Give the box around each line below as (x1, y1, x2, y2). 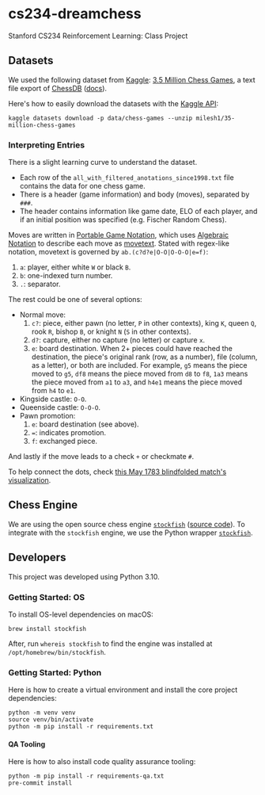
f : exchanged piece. (31, 437, 97, 446)
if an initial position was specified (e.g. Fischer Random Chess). (19, 215, 227, 224)
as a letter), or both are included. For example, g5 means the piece (31, 361, 248, 370)
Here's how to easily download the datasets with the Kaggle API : (8, 98, 219, 108)
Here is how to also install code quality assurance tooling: (8, 757, 196, 766)
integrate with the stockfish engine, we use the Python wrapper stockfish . (8, 528, 253, 537)
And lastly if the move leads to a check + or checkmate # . (8, 452, 195, 461)
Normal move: (19, 310, 66, 319)
